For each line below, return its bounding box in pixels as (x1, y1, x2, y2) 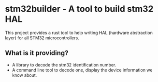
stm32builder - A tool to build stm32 (5, 3, 154, 15)
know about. (12, 72, 37, 78)
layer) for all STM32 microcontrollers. (5, 35, 80, 41)
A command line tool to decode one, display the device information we (12, 67, 153, 73)
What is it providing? (5, 49, 69, 57)
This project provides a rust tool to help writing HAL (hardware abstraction (5, 30, 153, 35)
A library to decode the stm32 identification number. (12, 62, 116, 67)
